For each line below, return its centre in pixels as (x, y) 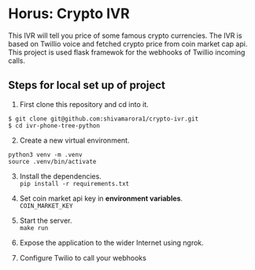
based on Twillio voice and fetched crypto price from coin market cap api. (128, 43)
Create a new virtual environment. (74, 140)
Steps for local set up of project (87, 85)
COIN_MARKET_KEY (46, 205)
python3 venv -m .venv (45, 154)
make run (34, 228)
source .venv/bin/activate (52, 161)
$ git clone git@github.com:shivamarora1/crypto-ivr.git (103, 119)
